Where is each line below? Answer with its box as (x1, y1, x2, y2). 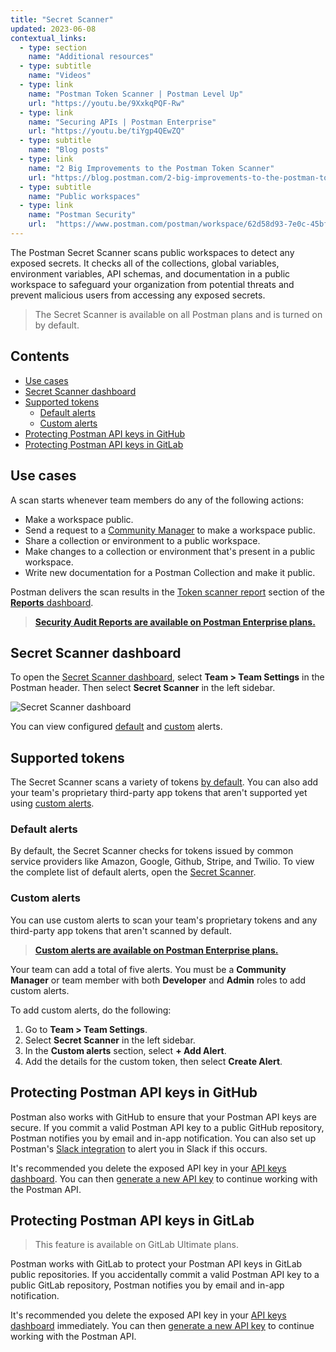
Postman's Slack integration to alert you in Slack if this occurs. (10, 1142, 268, 1155)
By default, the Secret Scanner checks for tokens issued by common (10, 845, 294, 857)
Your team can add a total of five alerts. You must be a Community (10, 963, 287, 975)
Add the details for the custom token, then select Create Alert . (24, 1055, 283, 1067)
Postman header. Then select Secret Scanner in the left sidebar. (10, 682, 276, 694)
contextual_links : (10, 33, 87, 43)
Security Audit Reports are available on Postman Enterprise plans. (34, 616, 316, 628)
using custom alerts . (10, 797, 95, 810)
